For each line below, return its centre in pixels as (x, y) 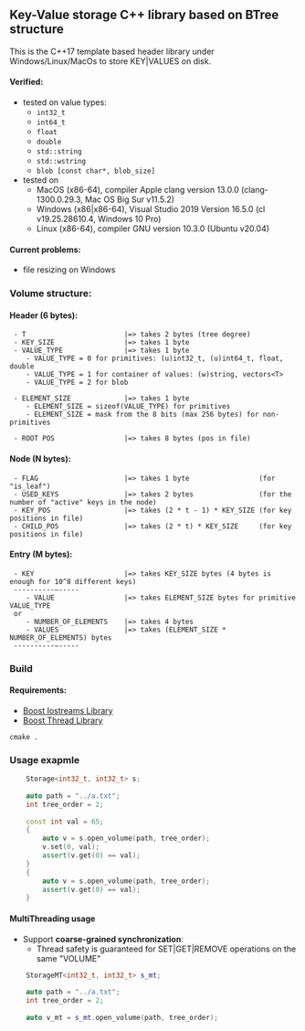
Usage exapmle (45, 760)
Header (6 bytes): (44, 315)
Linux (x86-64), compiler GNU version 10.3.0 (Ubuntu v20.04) (153, 229)
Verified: (26, 82)
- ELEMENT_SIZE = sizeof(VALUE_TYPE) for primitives (128, 407)
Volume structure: (51, 293)
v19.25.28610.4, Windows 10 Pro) (99, 219)
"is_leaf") (30, 486)
